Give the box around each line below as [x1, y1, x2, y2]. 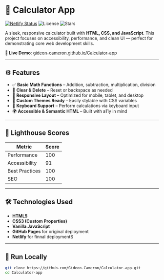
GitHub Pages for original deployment [12, 229, 89, 235]
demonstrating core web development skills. [5, 40, 94, 46]
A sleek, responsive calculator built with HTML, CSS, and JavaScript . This [5, 30, 155, 36]
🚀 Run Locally [5, 253, 47, 261]
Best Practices [7, 167, 41, 174]
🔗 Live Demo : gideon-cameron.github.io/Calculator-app [5, 50, 117, 56]
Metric [16, 143, 32, 150]
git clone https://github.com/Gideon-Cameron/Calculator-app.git [5, 266, 141, 271]
